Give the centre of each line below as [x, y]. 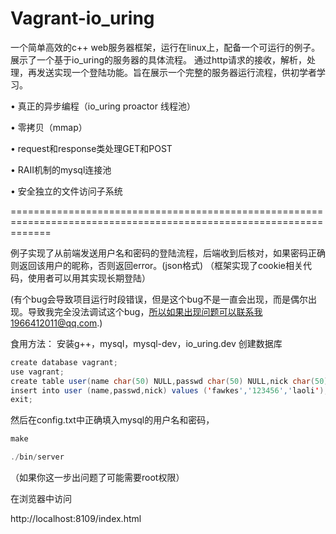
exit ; [21, 400]
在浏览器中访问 [41, 499]
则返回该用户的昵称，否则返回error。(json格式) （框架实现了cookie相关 [156, 265]
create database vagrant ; [64, 362]
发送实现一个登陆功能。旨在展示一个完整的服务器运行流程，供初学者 [176, 72]
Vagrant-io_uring [82, 18]
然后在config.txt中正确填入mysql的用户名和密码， [112, 420]
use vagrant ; [37, 372]
